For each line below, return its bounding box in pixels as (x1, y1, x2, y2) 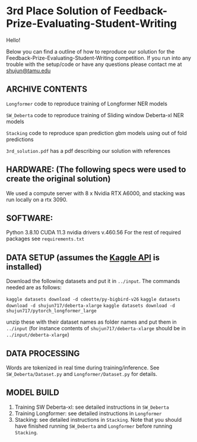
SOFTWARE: (6, 213, 53, 223)
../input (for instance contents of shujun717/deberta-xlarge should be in (6, 325, 186, 332)
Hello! (6, 36, 21, 43)
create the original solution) (6, 174, 111, 184)
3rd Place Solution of (6, 4, 112, 18)
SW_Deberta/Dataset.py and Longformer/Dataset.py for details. (6, 371, 158, 377)
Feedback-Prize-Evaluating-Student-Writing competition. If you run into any (6, 54, 192, 61)
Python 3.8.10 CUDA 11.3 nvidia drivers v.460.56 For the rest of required (6, 229, 181, 236)
